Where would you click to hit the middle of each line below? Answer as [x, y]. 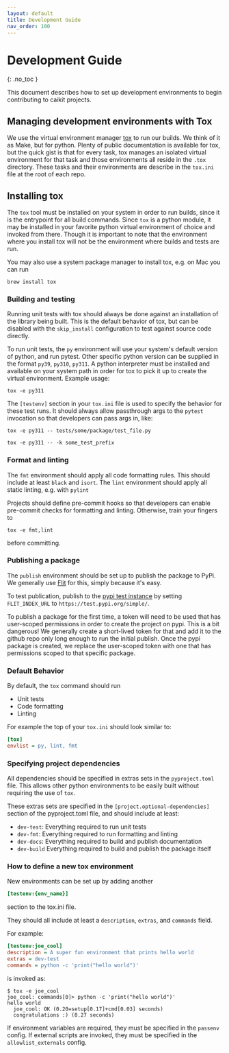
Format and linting [38, 460]
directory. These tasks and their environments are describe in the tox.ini [110, 167]
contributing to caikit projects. [49, 99]
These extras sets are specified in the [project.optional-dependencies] [108, 806]
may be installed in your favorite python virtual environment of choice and [111, 226]
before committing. [34, 543]
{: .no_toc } [23, 79]
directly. [18, 336]
